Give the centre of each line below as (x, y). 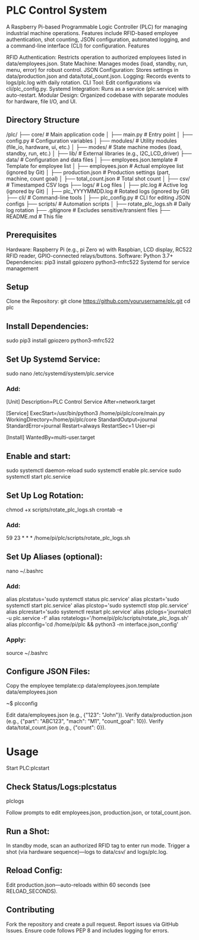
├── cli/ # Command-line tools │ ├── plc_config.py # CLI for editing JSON (98, 197)
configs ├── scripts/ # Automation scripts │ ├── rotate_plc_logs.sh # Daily (99, 204)
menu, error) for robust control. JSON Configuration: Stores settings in (92, 69)
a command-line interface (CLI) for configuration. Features (78, 46)
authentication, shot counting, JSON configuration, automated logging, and (98, 39)
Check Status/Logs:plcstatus (61, 787)
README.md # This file (35, 216)
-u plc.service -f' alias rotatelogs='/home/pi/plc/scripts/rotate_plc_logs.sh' (97, 618)
